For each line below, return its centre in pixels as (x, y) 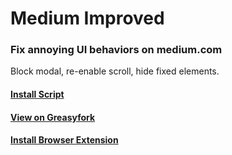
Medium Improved (87, 18)
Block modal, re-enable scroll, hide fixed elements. (115, 71)
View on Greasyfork (53, 117)
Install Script (37, 94)
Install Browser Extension (64, 140)
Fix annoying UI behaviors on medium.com (116, 50)
